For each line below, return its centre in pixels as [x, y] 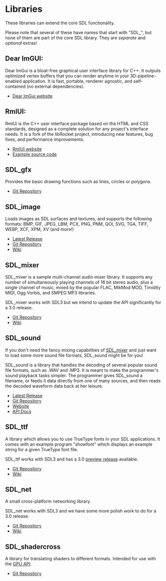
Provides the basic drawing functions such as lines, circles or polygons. [78, 181]
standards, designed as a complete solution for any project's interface [77, 129]
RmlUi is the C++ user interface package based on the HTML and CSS [77, 123]
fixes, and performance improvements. [45, 139]
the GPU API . [19, 564]
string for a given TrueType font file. [42, 449]
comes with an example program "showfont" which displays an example [79, 444]
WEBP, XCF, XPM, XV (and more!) [40, 230]
